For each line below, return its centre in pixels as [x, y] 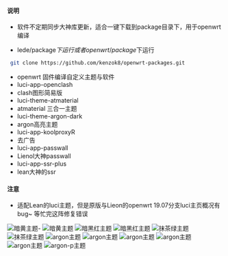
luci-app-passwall [42, 148]
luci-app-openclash [45, 85]
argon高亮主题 [37, 125]
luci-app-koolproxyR [46, 132]
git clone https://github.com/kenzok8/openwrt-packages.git [98, 63]
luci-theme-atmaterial [48, 101]
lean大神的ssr [36, 172]
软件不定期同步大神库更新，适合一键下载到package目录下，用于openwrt [119, 27]
